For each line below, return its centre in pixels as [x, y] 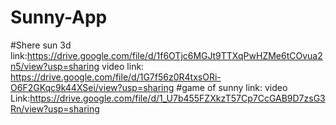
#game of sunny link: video [232, 87]
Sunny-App [59, 17]
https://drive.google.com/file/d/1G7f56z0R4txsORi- [116, 77]
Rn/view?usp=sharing [55, 108]
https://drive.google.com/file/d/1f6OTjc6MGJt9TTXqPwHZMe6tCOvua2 [174, 55]
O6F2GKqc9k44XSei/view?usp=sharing [92, 87]
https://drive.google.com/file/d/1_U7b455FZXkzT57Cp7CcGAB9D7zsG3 [177, 98]
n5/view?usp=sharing [55, 66]
